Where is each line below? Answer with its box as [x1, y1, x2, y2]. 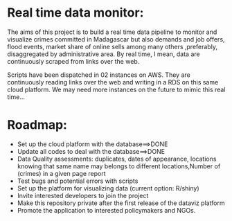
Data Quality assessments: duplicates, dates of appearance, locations [17, 154, 217, 163]
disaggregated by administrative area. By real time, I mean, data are [7, 50, 200, 58]
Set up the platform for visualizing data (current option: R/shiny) [17, 184, 199, 192]
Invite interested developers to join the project [17, 191, 149, 200]
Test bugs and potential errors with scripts [17, 177, 139, 185]
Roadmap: [7, 117, 68, 133]
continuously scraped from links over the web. [7, 57, 140, 65]
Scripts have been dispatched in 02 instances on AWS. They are [7, 71, 190, 79]
